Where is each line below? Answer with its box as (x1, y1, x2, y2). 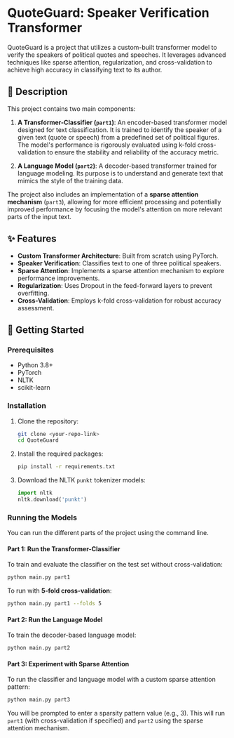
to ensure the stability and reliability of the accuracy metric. (47, 147, 219, 156)
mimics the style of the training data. (17, 176, 124, 185)
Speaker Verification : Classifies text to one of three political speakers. (17, 258, 222, 268)
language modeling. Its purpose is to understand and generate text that (17, 169, 223, 177)
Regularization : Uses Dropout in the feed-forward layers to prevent (17, 281, 212, 289)
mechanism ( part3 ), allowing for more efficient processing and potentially (7, 197, 221, 206)
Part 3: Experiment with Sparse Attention (7, 659, 130, 668)
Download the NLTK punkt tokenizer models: (17, 476, 146, 485)
